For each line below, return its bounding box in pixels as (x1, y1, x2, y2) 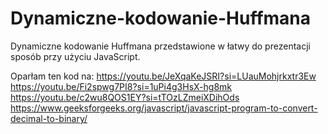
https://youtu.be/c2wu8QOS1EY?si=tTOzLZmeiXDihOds (10, 91, 240, 103)
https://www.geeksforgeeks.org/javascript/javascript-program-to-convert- (10, 102, 318, 114)
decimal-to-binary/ (10, 112, 88, 124)
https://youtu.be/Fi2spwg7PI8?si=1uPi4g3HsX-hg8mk (10, 80, 232, 92)
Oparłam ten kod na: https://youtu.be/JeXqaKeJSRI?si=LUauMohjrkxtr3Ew (10, 70, 317, 82)
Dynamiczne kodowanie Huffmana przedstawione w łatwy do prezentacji (10, 40, 311, 52)
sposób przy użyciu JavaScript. (10, 50, 141, 62)
